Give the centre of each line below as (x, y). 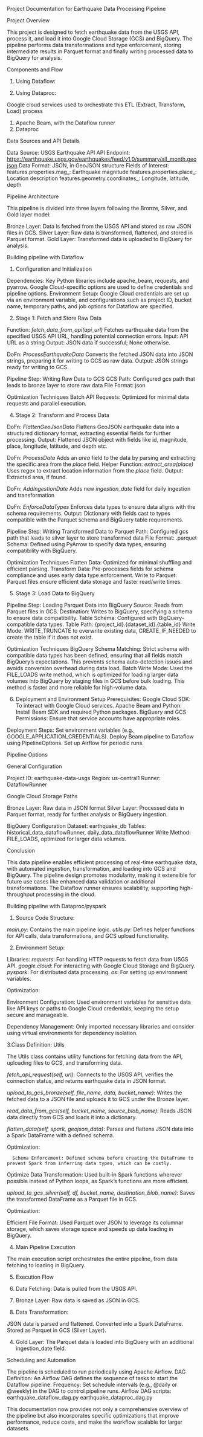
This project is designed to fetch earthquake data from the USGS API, (93, 32)
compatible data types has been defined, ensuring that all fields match (95, 655)
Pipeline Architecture (33, 196)
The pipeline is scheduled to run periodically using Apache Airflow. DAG (96, 1372)
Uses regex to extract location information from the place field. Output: (95, 470)
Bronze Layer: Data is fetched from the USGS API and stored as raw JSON (99, 226)
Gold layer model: (29, 215)
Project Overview (28, 20)
